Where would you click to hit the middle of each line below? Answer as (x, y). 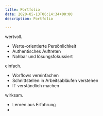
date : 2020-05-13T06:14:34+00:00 (39, 14)
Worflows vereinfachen (35, 76)
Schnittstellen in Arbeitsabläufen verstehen (55, 80)
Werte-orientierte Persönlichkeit (44, 46)
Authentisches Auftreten (36, 51)
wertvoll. (14, 37)
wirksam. (14, 95)
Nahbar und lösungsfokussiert (42, 57)
